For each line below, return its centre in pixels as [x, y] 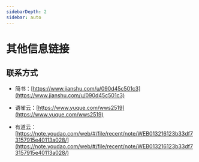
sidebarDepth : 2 [26, 12]
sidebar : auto [24, 17]
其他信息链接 [38, 49]
